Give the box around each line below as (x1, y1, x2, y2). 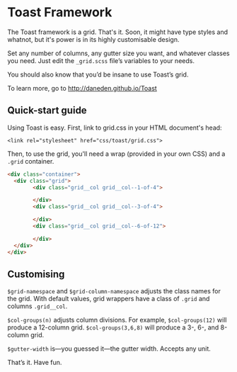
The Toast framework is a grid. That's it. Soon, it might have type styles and (7, 28, 229, 36)
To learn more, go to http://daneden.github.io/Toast (7, 84, 157, 92)
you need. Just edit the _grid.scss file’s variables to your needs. (7, 56, 195, 64)
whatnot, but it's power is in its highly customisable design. (7, 35, 180, 43)
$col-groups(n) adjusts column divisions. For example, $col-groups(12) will (7, 316, 227, 325)
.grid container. (7, 157, 54, 165)
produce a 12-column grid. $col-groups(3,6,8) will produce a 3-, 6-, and (7, 323, 219, 332)
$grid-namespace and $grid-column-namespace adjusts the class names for (7, 287, 221, 295)
